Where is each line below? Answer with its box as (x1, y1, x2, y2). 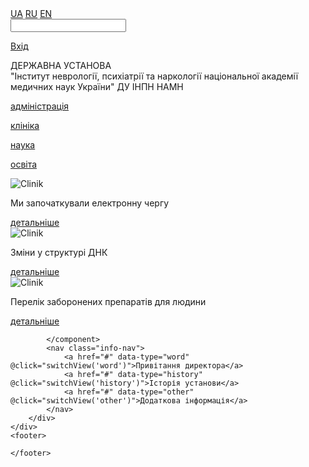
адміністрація (10, 100, 70, 112)
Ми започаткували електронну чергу (10, 197, 170, 209)
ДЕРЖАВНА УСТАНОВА (10, 60, 112, 71)
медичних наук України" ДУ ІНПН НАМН (10, 81, 184, 92)
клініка (10, 120, 40, 131)
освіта (10, 158, 38, 170)
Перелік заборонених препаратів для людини (10, 296, 207, 307)
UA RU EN (10, 8, 53, 19)
